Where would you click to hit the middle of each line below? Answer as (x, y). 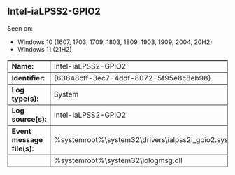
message (27, 139)
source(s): (29, 119)
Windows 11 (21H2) (44, 49)
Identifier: (28, 78)
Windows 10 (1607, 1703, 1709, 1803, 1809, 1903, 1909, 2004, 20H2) (115, 42)
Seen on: (20, 28)
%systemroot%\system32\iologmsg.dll (118, 160)
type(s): (25, 99)
